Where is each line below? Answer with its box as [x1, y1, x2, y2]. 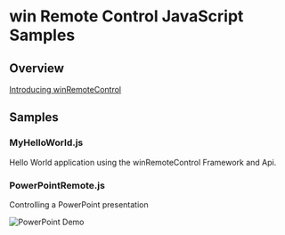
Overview [9, 61, 65, 76]
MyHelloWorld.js [9, 136, 84, 149]
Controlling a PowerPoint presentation [9, 199, 149, 210]
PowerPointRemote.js [9, 179, 105, 191]
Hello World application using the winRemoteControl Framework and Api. [9, 157, 277, 167]
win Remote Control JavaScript [9, 6, 244, 27]
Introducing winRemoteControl [9, 85, 122, 94]
